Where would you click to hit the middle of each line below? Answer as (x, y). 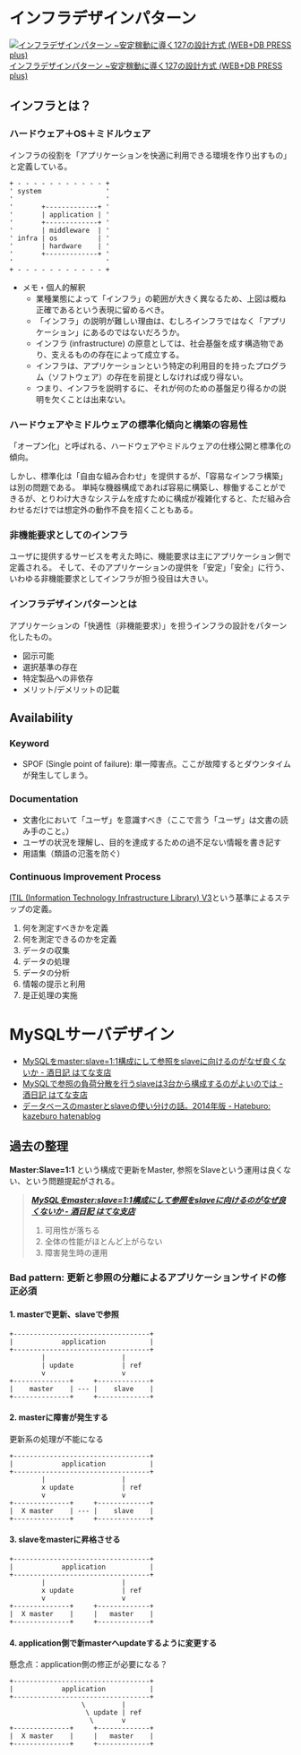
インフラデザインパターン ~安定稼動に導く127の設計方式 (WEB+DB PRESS (146, 65)
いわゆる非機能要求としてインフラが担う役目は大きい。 (111, 579)
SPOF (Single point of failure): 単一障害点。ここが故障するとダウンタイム (156, 764)
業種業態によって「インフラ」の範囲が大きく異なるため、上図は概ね (161, 298)
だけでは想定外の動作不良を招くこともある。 (115, 509)
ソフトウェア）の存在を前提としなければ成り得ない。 (150, 376)
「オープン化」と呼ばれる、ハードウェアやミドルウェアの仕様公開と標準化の (150, 445)
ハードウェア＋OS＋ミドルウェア (80, 133)
